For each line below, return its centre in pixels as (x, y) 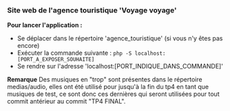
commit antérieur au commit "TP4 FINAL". (66, 101)
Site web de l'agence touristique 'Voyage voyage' (92, 10)
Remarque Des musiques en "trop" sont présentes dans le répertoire (105, 79)
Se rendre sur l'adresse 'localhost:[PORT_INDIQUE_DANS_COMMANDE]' (120, 66)
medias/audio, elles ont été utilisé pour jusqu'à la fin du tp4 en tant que (108, 87)
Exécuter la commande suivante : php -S (74, 53)
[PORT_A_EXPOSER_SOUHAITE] (56, 60)
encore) (28, 46)
